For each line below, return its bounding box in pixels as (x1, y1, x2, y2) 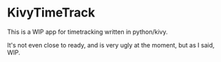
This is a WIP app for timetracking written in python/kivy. (7, 28, 168, 36)
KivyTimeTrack (7, 5, 96, 21)
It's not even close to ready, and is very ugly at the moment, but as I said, (7, 41, 215, 49)
